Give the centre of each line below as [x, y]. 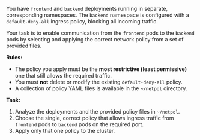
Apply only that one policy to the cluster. [65, 131]
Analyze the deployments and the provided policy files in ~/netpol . [97, 111]
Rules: [14, 57]
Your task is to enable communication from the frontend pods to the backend [100, 33]
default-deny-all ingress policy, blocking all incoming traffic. [82, 21]
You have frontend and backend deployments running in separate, [87, 9]
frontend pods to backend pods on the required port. [79, 124]
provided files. [24, 46]
